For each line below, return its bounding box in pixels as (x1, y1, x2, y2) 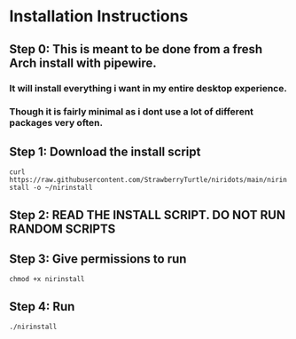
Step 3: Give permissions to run (9, 251, 187, 267)
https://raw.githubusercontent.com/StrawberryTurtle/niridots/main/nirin (9, 176, 288, 185)
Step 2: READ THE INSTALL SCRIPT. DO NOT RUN (9, 207, 286, 223)
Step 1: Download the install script (9, 144, 201, 159)
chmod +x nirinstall (9, 275, 86, 284)
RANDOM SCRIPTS (9, 221, 116, 236)
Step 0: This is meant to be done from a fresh (9, 42, 263, 57)
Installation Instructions (9, 6, 189, 27)
